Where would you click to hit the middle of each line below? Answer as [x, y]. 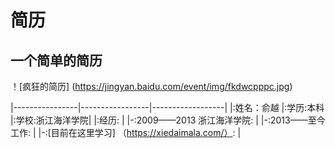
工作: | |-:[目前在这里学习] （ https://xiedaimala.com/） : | [126, 132]
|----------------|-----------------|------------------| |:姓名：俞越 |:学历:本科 [167, 107]
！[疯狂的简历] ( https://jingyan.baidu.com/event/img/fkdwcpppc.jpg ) [151, 86]
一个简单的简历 [56, 60]
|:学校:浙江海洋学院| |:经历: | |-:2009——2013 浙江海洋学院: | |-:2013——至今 [168, 120]
